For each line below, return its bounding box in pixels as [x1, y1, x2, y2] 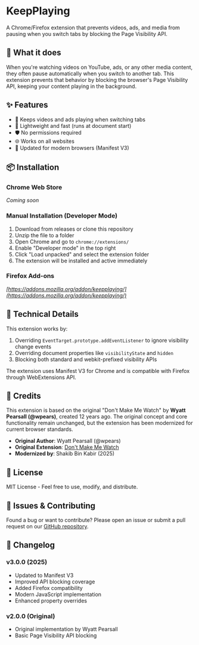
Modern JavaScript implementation [14, 591, 102, 598]
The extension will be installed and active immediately [14, 257, 148, 264]
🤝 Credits [6, 391, 42, 401]
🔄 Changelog [6, 540, 55, 551]
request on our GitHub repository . [6, 523, 89, 530]
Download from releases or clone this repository [14, 225, 133, 233]
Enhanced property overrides [14, 597, 88, 604]
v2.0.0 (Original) [6, 612, 55, 620]
